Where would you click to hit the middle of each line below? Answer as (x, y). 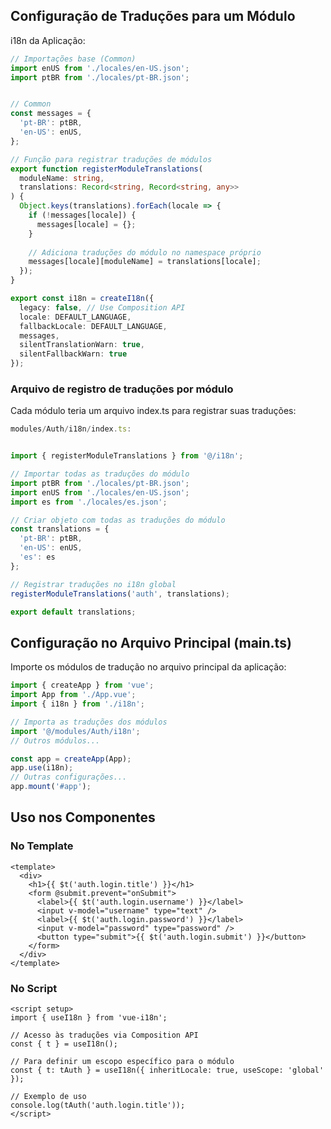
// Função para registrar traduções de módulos (111, 159)
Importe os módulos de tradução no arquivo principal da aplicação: (148, 667)
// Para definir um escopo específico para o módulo (122, 1062)
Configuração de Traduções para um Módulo (153, 16)
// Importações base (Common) (73, 59)
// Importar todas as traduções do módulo (100, 474)
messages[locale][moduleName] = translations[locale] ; (145, 262)
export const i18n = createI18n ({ (82, 299)
